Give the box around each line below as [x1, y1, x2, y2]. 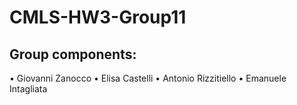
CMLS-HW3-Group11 [9, 6, 187, 29]
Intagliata [9, 83, 48, 95]
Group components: [9, 46, 137, 63]
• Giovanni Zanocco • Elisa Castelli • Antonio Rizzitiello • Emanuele [9, 72, 287, 84]
